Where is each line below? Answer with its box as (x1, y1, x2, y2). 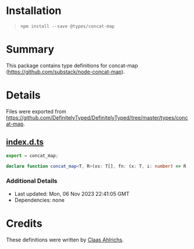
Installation (6, 4, 62, 17)
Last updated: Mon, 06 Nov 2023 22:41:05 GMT (14, 190, 130, 197)
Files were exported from (6, 108, 66, 115)
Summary (6, 43, 54, 56)
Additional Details (6, 177, 58, 185)
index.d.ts (6, 137, 44, 147)
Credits (6, 217, 43, 230)
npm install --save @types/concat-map (20, 23, 115, 29)
